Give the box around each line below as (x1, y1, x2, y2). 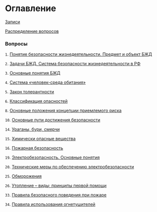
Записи (5, 19, 20, 25)
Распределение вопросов (5, 28, 59, 34)
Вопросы (5, 40, 28, 47)
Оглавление (5, 3, 57, 14)
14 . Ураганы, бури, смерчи (5, 126, 60, 132)
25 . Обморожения (5, 173, 42, 179)
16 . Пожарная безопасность (5, 145, 63, 151)
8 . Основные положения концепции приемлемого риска (5, 107, 122, 114)
